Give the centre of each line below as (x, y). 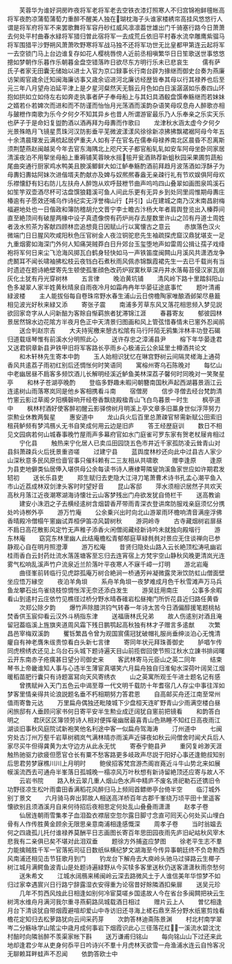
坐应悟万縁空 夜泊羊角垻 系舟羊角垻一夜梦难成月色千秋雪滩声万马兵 (115, 581)
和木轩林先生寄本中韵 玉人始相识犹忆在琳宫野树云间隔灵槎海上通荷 (120, 356)
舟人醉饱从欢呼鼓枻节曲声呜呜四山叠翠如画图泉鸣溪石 (149, 183)
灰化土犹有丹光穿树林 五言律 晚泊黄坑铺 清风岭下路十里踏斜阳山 (116, 278)
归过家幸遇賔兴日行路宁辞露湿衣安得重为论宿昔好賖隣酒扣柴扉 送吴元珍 (114, 884)
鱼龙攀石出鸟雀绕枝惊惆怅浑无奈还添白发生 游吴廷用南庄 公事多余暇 (115, 590)
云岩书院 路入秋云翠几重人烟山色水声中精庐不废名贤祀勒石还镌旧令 (120, 780)
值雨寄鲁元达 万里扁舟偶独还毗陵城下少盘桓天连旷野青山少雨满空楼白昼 (114, 703)
